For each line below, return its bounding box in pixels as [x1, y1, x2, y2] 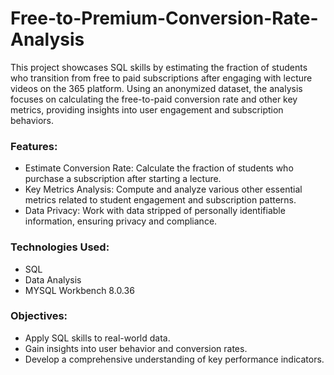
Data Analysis [24, 273, 82, 286]
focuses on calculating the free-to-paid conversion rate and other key [10, 93, 298, 105]
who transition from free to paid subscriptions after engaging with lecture [10, 72, 313, 84]
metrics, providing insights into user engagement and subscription [10, 103, 284, 116]
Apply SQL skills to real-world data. [24, 332, 171, 344]
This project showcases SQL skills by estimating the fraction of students [10, 61, 308, 73]
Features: [10, 139, 58, 153]
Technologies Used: [10, 240, 110, 254]
